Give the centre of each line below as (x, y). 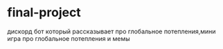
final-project (44, 13)
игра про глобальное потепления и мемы (69, 38)
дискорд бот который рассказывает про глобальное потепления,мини (111, 31)
